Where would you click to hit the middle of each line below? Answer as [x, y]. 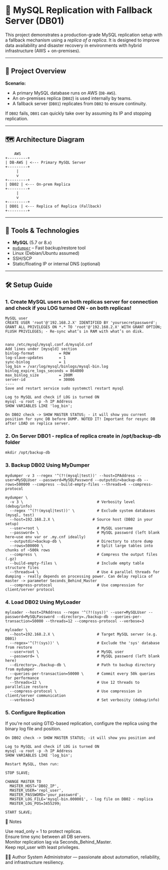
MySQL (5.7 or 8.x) [32, 243]
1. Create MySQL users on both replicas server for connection [82, 301]
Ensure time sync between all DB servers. [48, 837]
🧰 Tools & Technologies [42, 231]
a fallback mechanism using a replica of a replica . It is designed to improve [82, 40]
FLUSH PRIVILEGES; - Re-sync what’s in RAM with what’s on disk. [74, 332]
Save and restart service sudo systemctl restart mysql [64, 388]
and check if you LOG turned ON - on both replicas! [68, 308]
